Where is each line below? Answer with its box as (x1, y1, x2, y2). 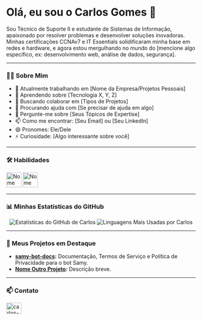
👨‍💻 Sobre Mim (6, 71, 48, 80)
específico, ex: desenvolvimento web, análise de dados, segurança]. (6, 50, 176, 58)
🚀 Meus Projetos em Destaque (6, 239, 96, 247)
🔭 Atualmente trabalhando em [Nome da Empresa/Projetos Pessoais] (14, 85, 186, 92)
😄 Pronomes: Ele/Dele (14, 126, 71, 133)
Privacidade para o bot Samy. (14, 259, 88, 267)
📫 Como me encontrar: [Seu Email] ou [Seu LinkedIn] (14, 117, 148, 125)
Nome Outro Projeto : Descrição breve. (14, 265, 111, 273)
